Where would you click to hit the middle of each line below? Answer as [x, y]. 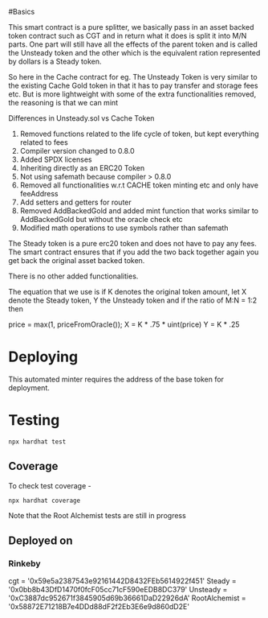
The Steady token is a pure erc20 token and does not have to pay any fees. [132, 243]
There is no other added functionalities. [73, 276]
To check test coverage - [50, 485]
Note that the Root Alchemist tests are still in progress [97, 515]
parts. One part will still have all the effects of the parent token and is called [133, 44]
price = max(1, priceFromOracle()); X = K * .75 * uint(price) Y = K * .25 [124, 324]
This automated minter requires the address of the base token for [116, 379]
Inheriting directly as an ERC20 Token [82, 168]
